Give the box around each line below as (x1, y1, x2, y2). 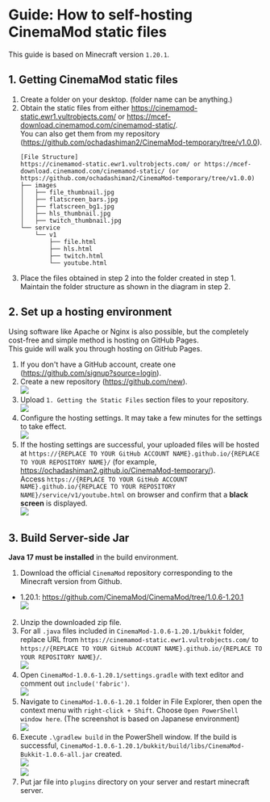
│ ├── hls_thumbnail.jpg (19, 209, 111, 217)
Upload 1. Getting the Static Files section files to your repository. (19, 394, 249, 405)
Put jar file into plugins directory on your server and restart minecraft (19, 777, 250, 787)
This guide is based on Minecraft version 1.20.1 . (8, 49, 170, 59)
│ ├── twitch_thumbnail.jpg (19, 216, 123, 225)
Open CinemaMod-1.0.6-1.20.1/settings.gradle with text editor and (19, 670, 244, 680)
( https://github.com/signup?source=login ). (19, 367, 162, 377)
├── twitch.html (49, 252, 104, 260)
